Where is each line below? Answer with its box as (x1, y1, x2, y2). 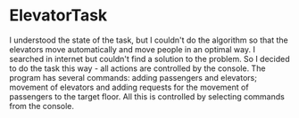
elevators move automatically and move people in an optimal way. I (9, 43, 256, 54)
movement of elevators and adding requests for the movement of (9, 82, 249, 92)
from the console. (9, 100, 74, 111)
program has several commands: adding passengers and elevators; (9, 72, 257, 83)
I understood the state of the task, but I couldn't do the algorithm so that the (9, 35, 288, 45)
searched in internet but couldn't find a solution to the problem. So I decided (9, 53, 290, 64)
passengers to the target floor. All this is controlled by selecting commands (9, 90, 286, 102)
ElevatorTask (9, 5, 108, 26)
